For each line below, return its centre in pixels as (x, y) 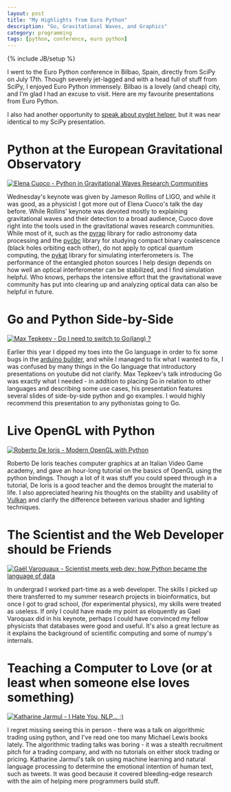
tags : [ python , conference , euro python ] (67, 39)
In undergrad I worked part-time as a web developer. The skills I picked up (112, 589)
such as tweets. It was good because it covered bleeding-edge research (110, 773)
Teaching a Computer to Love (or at (110, 668)
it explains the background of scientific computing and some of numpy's (110, 633)
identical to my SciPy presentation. (56, 122)
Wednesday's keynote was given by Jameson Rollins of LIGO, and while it (111, 197)
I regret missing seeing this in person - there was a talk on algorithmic (106, 729)
